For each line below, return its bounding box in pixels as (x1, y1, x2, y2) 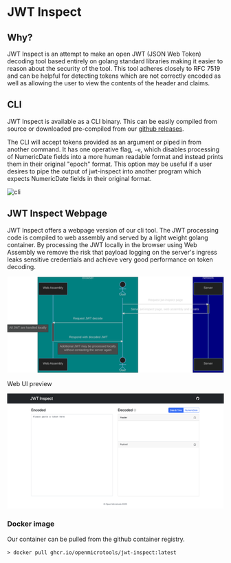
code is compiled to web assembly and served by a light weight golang (7, 233, 208, 242)
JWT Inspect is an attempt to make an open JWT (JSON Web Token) (7, 50, 201, 58)
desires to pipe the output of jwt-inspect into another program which (7, 167, 201, 176)
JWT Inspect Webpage (7, 208, 108, 220)
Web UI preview (7, 380, 52, 388)
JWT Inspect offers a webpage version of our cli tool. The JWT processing (7, 226, 219, 234)
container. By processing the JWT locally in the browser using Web (7, 240, 197, 248)
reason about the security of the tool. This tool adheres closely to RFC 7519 (7, 65, 221, 72)
